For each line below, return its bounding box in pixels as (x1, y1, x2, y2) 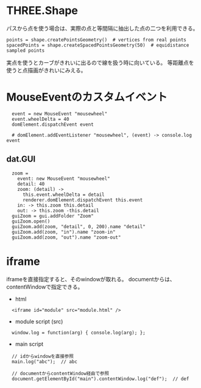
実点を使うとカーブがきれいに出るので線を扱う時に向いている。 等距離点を (6, 59, 194, 66)
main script (15, 340, 44, 348)
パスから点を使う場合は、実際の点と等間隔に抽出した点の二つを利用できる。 (6, 24, 199, 32)
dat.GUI (6, 154, 36, 165)
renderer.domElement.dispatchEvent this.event (22, 196, 143, 203)
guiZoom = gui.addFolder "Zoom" (12, 213, 94, 219)
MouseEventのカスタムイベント (6, 90, 167, 104)
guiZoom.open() (12, 218, 51, 225)
